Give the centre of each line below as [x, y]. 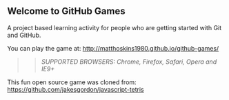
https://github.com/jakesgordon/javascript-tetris [76, 89]
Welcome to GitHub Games [66, 11]
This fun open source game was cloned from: [72, 82]
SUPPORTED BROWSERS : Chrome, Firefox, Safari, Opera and [129, 62]
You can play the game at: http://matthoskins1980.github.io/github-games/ [113, 48]
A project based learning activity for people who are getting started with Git [114, 27]
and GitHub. [24, 35]
